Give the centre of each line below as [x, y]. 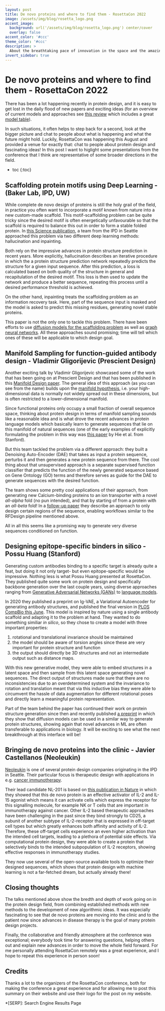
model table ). [18, 119]
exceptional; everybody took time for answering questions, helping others [80, 940]
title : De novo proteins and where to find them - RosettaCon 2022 [76, 14]
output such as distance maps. [43, 658]
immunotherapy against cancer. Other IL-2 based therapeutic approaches [79, 810]
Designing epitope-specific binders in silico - [76, 546]
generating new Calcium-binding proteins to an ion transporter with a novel [81, 495]
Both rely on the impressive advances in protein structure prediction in [76, 251]
